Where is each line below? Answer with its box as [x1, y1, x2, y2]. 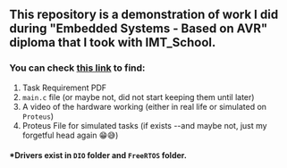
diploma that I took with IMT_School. [9, 35, 216, 50]
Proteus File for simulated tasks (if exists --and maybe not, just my [21, 120, 267, 130]
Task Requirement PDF [21, 82, 107, 93]
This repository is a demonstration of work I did [9, 7, 279, 22]
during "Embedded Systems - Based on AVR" [9, 21, 268, 37]
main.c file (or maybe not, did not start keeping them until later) [21, 91, 255, 102]
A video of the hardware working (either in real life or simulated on [21, 101, 266, 112]
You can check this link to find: [9, 62, 146, 74]
